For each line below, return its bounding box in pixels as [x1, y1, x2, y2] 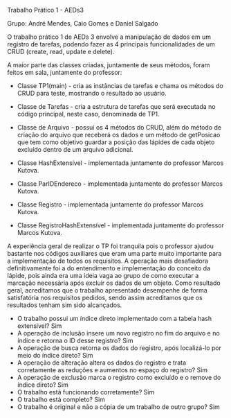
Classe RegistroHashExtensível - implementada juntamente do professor [17, 221, 225, 229]
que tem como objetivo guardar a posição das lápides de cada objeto [17, 138, 215, 146]
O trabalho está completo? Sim [17, 395, 106, 403]
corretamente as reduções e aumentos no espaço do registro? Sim [17, 366, 208, 374]
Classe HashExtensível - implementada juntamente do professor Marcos [17, 159, 224, 167]
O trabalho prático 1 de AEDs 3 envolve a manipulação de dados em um [7, 33, 212, 41]
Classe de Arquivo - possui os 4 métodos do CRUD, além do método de [17, 123, 222, 131]
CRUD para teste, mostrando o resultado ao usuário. [17, 89, 167, 97]
